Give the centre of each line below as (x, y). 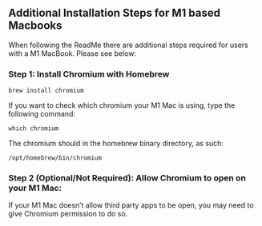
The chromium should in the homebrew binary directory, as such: (116, 144)
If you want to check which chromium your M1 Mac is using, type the (122, 105)
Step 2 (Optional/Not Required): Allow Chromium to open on (127, 178)
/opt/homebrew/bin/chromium (55, 158)
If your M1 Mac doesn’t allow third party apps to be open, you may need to (131, 205)
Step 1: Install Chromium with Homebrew (89, 73)
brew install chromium (46, 91)
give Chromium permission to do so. (68, 214)
